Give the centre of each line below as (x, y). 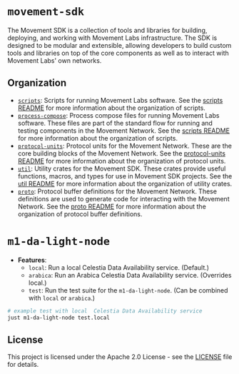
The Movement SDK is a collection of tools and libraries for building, (107, 30)
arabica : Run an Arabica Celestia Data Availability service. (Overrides (130, 275)
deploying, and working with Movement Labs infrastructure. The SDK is (112, 38)
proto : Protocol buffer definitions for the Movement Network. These (117, 191)
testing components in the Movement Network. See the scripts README (124, 131)
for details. (23, 365)
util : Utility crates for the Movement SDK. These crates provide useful (122, 168)
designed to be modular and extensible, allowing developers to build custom (119, 45)
